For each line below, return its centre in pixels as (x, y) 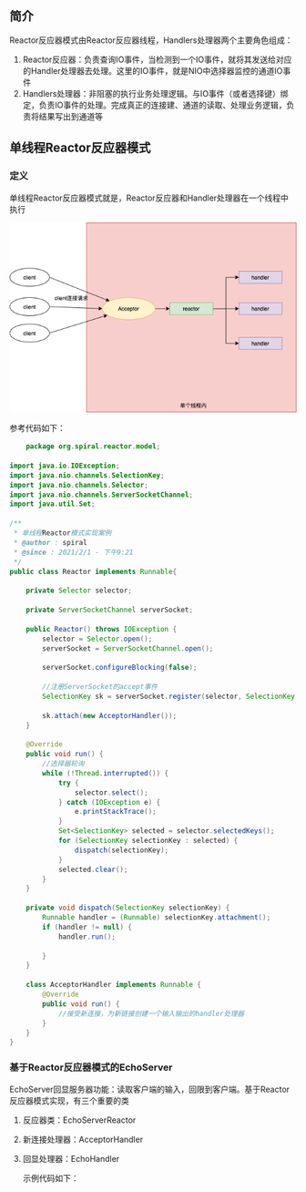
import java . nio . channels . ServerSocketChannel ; (102, 495)
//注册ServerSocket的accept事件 (100, 687)
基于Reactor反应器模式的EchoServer (91, 1067)
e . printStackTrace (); (115, 812)
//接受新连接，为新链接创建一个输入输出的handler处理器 (151, 1013)
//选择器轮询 (63, 764)
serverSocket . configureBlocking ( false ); (120, 668)
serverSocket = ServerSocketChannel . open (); (128, 648)
